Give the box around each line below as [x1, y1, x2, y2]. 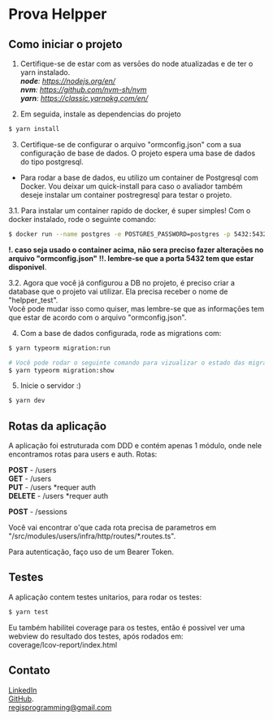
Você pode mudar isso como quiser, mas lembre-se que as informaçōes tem [8, 303, 265, 313]
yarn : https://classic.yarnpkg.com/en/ [19, 94, 149, 103]
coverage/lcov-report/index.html [8, 639, 118, 649]
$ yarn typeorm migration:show [8, 366, 115, 374]
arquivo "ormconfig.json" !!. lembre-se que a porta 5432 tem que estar [8, 253, 254, 263]
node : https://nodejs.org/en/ [19, 76, 116, 85]
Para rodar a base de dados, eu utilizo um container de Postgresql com [19, 172, 258, 182]
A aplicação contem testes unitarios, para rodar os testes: [8, 591, 201, 602]
